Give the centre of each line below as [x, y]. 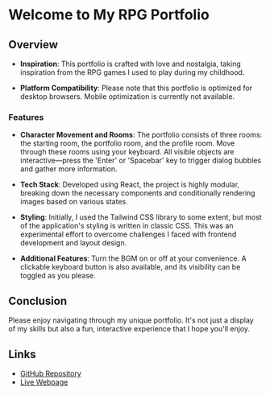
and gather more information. [69, 169]
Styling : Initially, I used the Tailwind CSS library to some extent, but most [141, 217]
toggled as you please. [58, 276]
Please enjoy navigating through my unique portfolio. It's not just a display [131, 320]
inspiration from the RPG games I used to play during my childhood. [132, 72]
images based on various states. [74, 202]
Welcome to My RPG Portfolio [109, 15]
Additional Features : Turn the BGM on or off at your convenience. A [133, 258]
